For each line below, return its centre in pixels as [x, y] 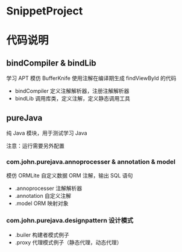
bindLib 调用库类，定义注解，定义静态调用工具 [73, 99]
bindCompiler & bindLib [51, 63]
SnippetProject [45, 11]
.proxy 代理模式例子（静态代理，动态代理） [68, 242]
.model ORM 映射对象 [42, 203]
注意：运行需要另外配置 [35, 146]
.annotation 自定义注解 [43, 196]
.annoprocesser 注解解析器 [49, 188]
